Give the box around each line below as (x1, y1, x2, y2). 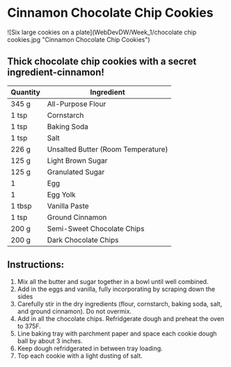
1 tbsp (10, 201, 32, 211)
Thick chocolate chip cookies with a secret (7, 56, 197, 68)
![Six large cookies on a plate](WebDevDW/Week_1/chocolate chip (7, 28, 197, 36)
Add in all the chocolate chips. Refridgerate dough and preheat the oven (17, 314, 225, 322)
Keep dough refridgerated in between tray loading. (17, 344, 164, 352)
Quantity (10, 87, 40, 97)
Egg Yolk (47, 190, 77, 200)
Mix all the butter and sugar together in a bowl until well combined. (17, 277, 209, 285)
